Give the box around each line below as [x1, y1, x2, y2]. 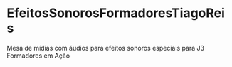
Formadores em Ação [6, 51, 70, 60]
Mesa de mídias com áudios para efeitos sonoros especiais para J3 [6, 43, 204, 52]
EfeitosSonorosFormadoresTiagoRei [6, 5, 226, 21]
